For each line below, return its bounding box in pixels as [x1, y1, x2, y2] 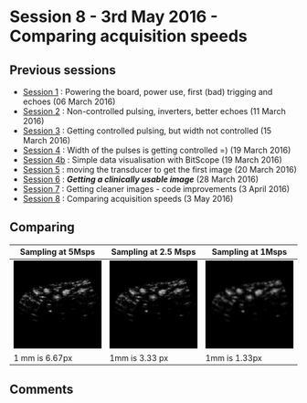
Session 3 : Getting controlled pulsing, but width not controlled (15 [22, 125, 272, 136]
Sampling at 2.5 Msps [111, 247, 196, 258]
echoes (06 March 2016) [22, 96, 116, 107]
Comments [9, 381, 74, 397]
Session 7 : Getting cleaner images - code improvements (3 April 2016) [22, 184, 291, 194]
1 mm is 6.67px [13, 352, 73, 363]
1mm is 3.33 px [109, 352, 169, 363]
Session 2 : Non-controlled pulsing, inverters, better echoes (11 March [22, 106, 286, 116]
